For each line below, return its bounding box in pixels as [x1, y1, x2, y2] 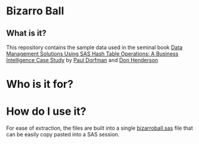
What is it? [6, 28, 47, 38]
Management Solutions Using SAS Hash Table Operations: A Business [6, 50, 179, 57]
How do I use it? [6, 105, 87, 118]
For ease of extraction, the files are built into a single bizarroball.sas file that [6, 124, 193, 132]
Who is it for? [6, 78, 74, 91]
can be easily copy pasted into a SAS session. [6, 131, 120, 138]
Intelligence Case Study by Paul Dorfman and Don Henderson [6, 57, 158, 63]
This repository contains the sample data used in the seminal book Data [6, 44, 183, 51]
